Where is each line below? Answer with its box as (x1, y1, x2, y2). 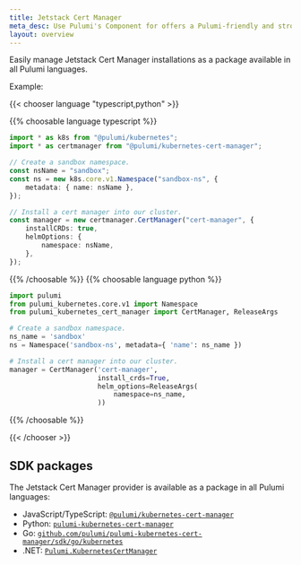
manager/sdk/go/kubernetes (21, 537, 124, 546)
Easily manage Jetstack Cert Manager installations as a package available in (9, 55, 291, 65)
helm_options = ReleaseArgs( (97, 382, 199, 391)
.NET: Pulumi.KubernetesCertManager (21, 544, 158, 556)
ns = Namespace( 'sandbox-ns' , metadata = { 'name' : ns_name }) (9, 341, 243, 350)
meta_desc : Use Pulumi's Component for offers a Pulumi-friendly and (9, 22, 275, 30)
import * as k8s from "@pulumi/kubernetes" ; (9, 134, 178, 143)
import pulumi (9, 291, 63, 300)
